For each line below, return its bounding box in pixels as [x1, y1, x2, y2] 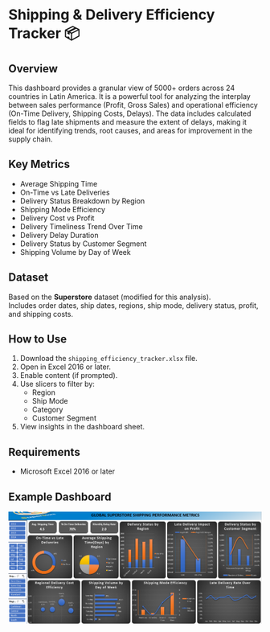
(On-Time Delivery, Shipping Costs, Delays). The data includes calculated [8, 109, 252, 118]
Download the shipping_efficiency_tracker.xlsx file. [19, 354, 198, 363]
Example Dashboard [8, 490, 112, 503]
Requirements [8, 445, 80, 459]
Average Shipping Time [19, 179, 98, 188]
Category [31, 404, 63, 415]
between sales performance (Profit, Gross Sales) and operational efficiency [8, 101, 259, 109]
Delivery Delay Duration [19, 230, 99, 240]
